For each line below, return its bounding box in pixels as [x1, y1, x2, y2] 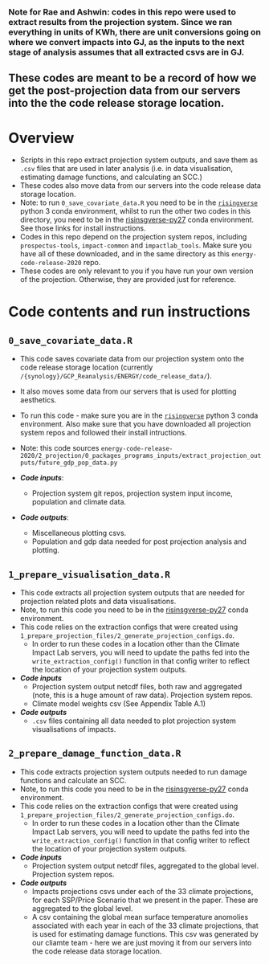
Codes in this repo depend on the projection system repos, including [19, 232, 247, 242]
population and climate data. [31, 497, 127, 507]
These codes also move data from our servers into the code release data [19, 181, 261, 190]
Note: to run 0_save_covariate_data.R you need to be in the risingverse [19, 198, 259, 207]
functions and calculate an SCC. [19, 775, 127, 785]
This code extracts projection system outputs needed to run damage [19, 766, 247, 777]
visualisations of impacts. [31, 725, 116, 734]
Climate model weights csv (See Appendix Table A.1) [31, 699, 206, 709]
